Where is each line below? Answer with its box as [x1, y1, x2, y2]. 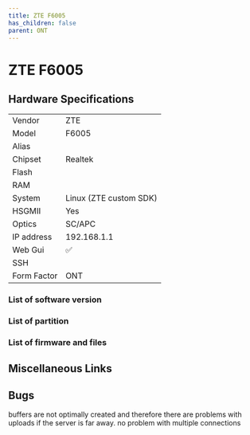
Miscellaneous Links [8, 362, 113, 375]
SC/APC [64, 218, 96, 229]
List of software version [8, 294, 102, 305]
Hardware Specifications [8, 92, 135, 106]
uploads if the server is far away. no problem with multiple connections [8, 418, 241, 428]
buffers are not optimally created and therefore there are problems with [8, 410, 242, 419]
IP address [12, 232, 53, 243]
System [12, 193, 41, 204]
